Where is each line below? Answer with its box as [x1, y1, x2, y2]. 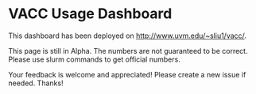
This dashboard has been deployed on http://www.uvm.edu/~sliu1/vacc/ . [8, 31, 247, 40]
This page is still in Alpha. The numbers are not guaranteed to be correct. [8, 46, 248, 55]
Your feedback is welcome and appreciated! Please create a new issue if [8, 70, 246, 79]
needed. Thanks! [8, 78, 64, 88]
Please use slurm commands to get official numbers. [8, 55, 180, 64]
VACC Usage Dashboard [8, 5, 173, 23]
